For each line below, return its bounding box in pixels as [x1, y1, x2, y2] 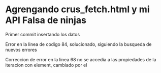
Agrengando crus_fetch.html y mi [5, 4, 150, 15]
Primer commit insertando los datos [5, 31, 80, 37]
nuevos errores [5, 46, 37, 53]
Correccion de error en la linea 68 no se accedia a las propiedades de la [5, 56, 156, 62]
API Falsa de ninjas [5, 14, 86, 26]
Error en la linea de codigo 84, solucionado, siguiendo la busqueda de [5, 41, 152, 47]
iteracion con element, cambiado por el [5, 62, 87, 68]
